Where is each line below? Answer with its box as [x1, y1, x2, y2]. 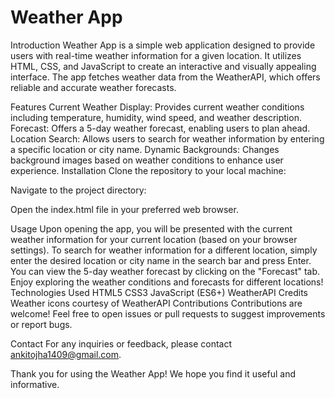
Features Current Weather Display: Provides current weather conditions [10, 101, 305, 113]
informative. [10, 378, 60, 390]
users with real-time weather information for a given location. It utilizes [10, 49, 302, 61]
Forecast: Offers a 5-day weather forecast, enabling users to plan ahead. [10, 122, 311, 134]
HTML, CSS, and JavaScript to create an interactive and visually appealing [10, 60, 317, 72]
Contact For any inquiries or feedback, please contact [10, 337, 233, 350]
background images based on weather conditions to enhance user [10, 154, 284, 166]
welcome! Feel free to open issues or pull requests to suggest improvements [10, 307, 326, 320]
